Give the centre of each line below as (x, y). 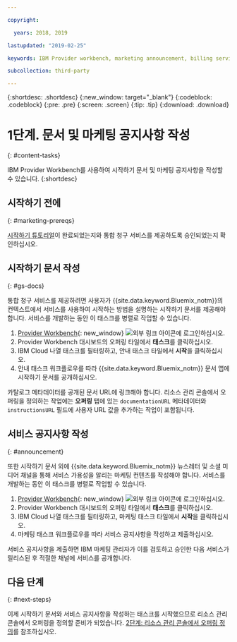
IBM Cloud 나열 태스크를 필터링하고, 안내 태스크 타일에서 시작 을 (105, 351)
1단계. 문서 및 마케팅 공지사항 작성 (99, 135)
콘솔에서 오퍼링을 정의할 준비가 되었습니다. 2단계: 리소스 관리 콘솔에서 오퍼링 (113, 623)
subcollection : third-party (49, 71)
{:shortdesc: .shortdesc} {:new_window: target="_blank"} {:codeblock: (110, 97)
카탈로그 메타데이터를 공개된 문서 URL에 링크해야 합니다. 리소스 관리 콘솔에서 (113, 392)
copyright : (23, 20)
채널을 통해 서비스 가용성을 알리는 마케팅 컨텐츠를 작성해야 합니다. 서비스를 (123, 475)
